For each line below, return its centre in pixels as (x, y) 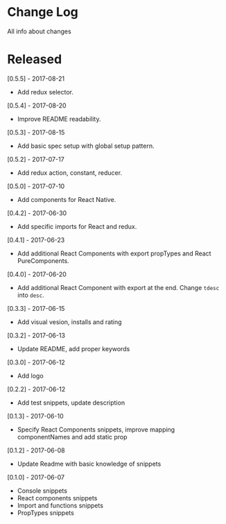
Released (35, 59)
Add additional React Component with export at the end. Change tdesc (118, 287)
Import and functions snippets (60, 505)
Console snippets (42, 491)
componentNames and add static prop (72, 437)
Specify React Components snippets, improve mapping (96, 429)
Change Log (43, 12)
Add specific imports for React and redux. (77, 226)
